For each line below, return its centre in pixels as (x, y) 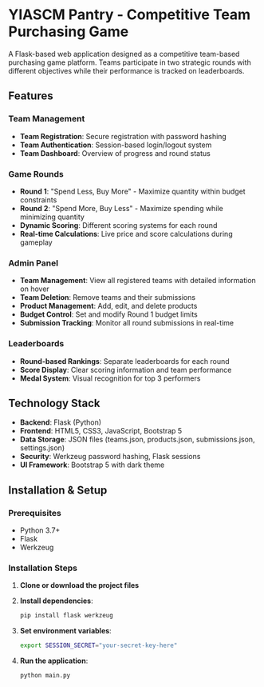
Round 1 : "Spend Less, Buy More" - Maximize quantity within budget (132, 191)
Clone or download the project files (79, 585)
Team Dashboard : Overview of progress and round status (115, 153)
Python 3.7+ (40, 530)
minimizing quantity (52, 217)
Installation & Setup (58, 490)
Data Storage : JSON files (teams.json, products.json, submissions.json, (137, 439)
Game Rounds (36, 174)
